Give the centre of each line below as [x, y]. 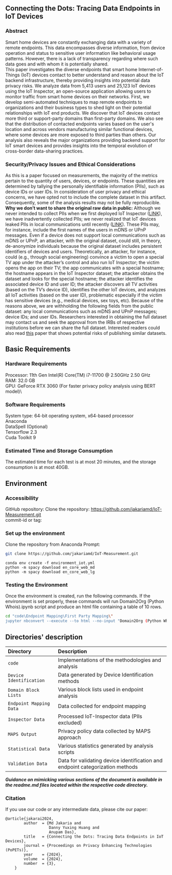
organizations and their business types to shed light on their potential [78, 108]
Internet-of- [151, 69]
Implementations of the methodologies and [110, 660]
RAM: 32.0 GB [20, 380]
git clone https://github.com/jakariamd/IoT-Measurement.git [72, 554]
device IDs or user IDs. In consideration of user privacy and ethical [76, 191]
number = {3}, [40, 864]
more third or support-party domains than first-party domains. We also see [84, 118]
